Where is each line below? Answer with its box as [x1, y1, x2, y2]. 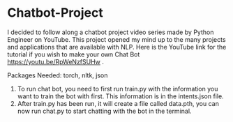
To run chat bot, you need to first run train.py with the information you [17, 84, 218, 93]
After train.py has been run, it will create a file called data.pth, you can [17, 99, 220, 107]
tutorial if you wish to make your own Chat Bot [7, 50, 140, 59]
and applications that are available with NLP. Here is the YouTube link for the [7, 43, 227, 51]
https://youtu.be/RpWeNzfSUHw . [7, 57, 105, 66]
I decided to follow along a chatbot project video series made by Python [7, 28, 214, 36]
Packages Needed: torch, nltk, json [7, 71, 108, 79]
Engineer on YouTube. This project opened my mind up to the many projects [7, 35, 226, 43]
